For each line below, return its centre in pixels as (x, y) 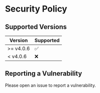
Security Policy (36, 9)
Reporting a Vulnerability (43, 74)
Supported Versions (36, 27)
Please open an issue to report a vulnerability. (50, 85)
